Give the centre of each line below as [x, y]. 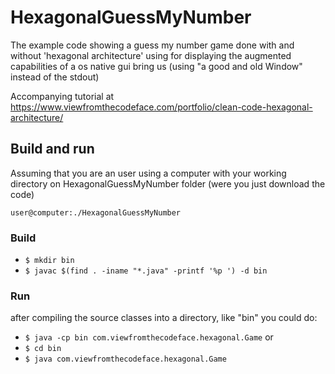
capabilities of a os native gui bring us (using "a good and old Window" [156, 66]
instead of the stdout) [55, 77]
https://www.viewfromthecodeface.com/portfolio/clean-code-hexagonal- [161, 107]
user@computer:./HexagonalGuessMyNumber [96, 212]
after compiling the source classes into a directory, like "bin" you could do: [164, 318]
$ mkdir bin [49, 261]
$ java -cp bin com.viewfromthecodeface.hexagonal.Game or [149, 337]
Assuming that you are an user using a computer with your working [148, 173]
